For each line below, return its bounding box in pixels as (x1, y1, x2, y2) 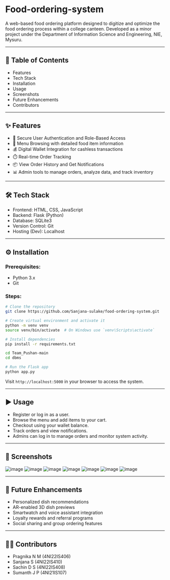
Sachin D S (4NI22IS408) (12, 564, 66, 570)
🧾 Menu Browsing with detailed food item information (12, 140, 124, 146)
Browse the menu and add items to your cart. (12, 416, 107, 423)
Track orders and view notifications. (12, 428, 88, 434)
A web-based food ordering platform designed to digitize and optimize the (5, 20, 160, 26)
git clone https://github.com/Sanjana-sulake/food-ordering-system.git (5, 309, 159, 314)
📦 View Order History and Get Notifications (12, 161, 104, 167)
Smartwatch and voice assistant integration (12, 509, 103, 516)
